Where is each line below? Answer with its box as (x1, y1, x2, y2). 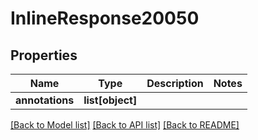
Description (146, 77, 204, 90)
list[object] (83, 93, 138, 107)
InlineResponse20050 (10, 7, 200, 30)
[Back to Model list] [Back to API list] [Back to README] (10, 119, 240, 131)
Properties (10, 47, 78, 64)
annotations (15, 93, 75, 107)
